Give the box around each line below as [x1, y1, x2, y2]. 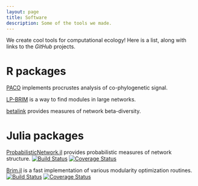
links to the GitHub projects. [6, 43, 75, 50]
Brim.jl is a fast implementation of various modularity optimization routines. [6, 167, 193, 174]
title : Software [6, 14, 47, 21]
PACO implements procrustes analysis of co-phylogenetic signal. [6, 84, 168, 91]
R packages [6, 64, 66, 78]
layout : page [6, 8, 39, 15]
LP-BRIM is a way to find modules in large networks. [6, 96, 136, 103]
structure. [6, 155, 31, 162]
